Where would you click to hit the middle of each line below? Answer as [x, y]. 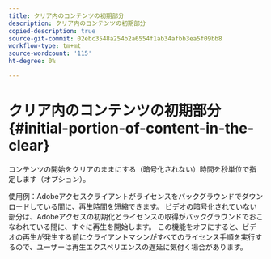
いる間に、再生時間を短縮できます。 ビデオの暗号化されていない [150, 206]
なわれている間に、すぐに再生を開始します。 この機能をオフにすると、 [125, 227]
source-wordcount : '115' [50, 53]
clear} [29, 146]
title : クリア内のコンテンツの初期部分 [66, 16]
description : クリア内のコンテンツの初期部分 [77, 23]
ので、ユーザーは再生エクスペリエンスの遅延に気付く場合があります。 [131, 247]
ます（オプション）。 [56, 179]
